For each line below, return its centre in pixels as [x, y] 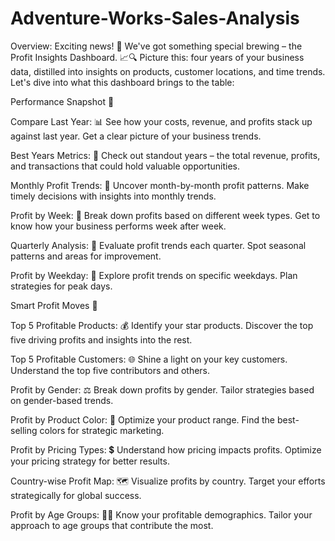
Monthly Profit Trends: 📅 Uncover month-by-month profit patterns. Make [160, 185]
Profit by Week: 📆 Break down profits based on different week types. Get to [165, 215]
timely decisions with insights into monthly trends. [113, 196]
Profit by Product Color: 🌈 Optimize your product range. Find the [143, 419]
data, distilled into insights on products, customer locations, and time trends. [168, 71]
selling [24, 430]
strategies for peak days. [61, 286]
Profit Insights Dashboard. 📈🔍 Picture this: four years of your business [157, 57]
